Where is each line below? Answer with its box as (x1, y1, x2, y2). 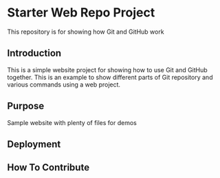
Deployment (7, 138, 61, 150)
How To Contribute (7, 162, 90, 173)
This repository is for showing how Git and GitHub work (7, 27, 164, 36)
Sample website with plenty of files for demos (7, 118, 137, 126)
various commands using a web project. (7, 80, 121, 89)
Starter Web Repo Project (7, 5, 155, 21)
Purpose (7, 100, 45, 112)
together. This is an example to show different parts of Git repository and (7, 73, 213, 81)
